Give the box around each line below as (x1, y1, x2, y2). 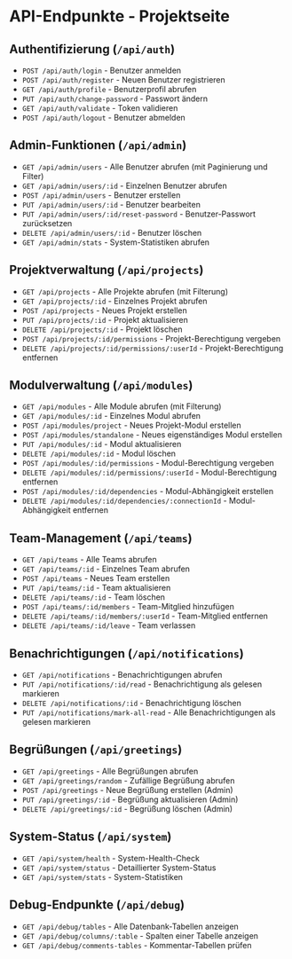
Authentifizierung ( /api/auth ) (9, 42, 176, 57)
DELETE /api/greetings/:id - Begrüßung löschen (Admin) (21, 803, 233, 814)
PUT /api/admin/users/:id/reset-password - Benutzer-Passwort (21, 208, 256, 219)
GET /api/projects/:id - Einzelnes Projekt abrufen (21, 295, 208, 306)
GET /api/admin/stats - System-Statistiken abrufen (21, 237, 210, 248)
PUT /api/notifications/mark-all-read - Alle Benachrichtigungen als (21, 707, 276, 718)
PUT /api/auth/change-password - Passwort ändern (21, 93, 209, 104)
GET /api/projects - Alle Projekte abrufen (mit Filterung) (21, 286, 229, 296)
